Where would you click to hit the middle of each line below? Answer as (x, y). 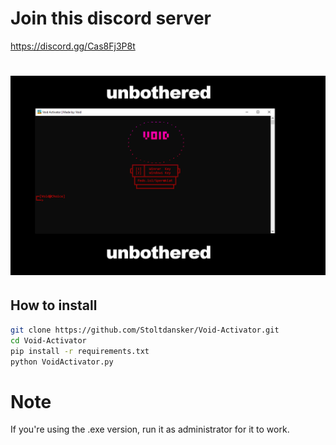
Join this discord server (111, 18)
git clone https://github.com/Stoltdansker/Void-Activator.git (145, 330)
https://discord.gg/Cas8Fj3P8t (73, 46)
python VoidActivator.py (62, 362)
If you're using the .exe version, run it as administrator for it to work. (150, 429)
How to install (54, 305)
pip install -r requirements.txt (80, 351)
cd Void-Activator (48, 340)
